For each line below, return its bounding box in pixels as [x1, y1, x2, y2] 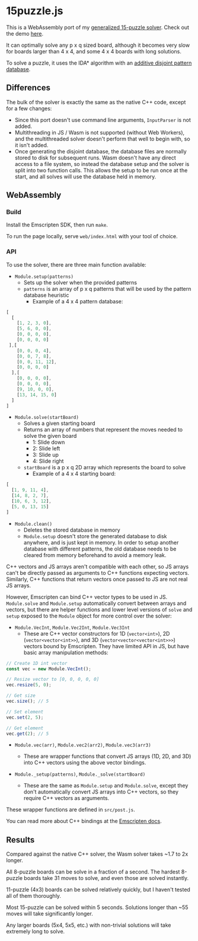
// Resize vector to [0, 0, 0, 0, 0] [6, 677, 100, 683]
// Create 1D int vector [6, 660, 68, 666]
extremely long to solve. [6, 928, 65, 935]
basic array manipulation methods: [23, 649, 108, 656]
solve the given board [23, 433, 77, 440]
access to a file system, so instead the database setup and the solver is [14, 160, 190, 167]
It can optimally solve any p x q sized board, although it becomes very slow [6, 41, 190, 49]
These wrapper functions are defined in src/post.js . [6, 806, 135, 813]
